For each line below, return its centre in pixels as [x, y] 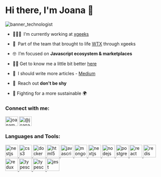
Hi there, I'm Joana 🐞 [50, 10]
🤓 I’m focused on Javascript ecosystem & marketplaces [72, 53]
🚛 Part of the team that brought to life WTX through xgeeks [74, 44]
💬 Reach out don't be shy [39, 83]
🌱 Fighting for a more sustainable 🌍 [50, 93]
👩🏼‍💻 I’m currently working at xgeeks [51, 34]
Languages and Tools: [33, 137]
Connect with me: [27, 108]
